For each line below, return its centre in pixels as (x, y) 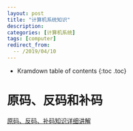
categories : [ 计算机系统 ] (41, 32)
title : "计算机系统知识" (39, 20)
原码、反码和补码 (55, 101)
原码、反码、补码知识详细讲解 (49, 121)
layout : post (26, 13)
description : (26, 26)
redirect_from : (29, 45)
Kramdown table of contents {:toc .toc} (72, 71)
